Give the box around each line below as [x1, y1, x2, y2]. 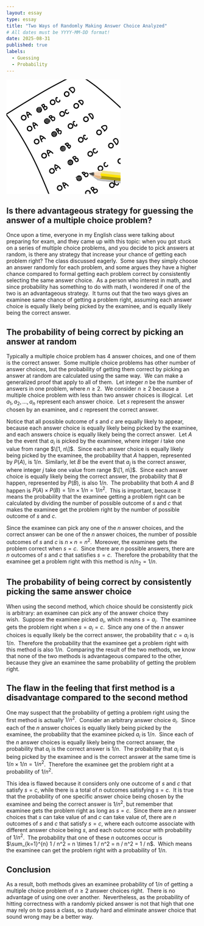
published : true [6, 42, 47, 48]
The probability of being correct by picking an [6, 327, 184, 337]
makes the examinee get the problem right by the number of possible [6, 506, 180, 513]
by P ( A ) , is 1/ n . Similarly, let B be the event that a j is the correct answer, [6, 458, 187, 467]
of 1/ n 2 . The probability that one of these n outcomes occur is [6, 833, 163, 841]
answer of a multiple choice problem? [6, 215, 152, 226]
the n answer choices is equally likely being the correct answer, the [6, 739, 175, 746]
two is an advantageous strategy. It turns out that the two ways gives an [6, 290, 189, 297]
